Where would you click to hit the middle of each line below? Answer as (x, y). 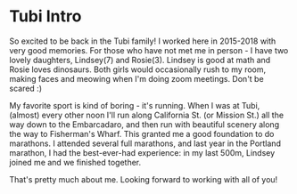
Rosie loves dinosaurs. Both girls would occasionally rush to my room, (138, 69)
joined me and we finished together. (75, 162)
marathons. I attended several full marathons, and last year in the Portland (145, 143)
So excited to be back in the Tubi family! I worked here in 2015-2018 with (143, 41)
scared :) (26, 88)
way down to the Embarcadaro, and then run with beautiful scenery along (144, 124)
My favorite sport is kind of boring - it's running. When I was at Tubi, (135, 105)
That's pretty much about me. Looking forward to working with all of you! (144, 179)
